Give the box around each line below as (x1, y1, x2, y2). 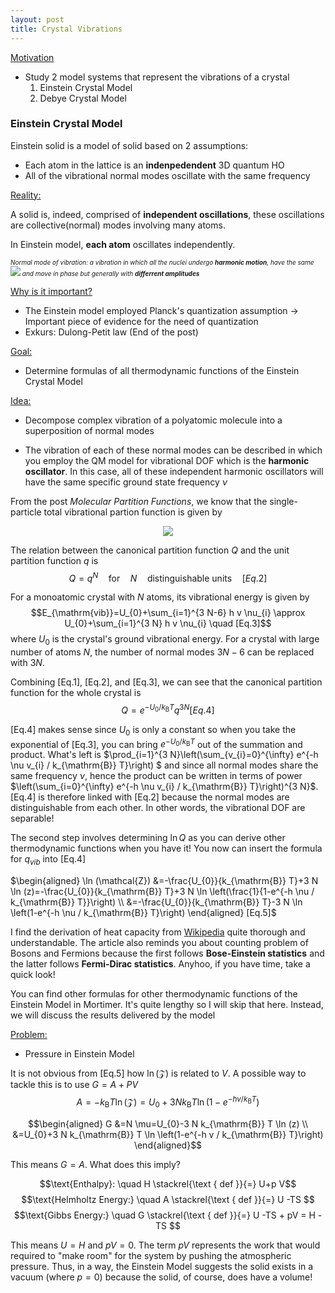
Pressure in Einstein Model (24, 1048, 135, 1060)
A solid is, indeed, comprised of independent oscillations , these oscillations (10, 208, 325, 220)
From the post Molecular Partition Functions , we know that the (10, 495, 268, 507)
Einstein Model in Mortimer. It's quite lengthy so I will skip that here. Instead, (10, 999, 324, 1011)
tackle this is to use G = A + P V (10, 1079, 139, 1091)
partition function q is (10, 554, 99, 566)
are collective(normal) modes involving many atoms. (10, 219, 226, 231)
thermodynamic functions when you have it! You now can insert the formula (10, 842, 323, 855)
